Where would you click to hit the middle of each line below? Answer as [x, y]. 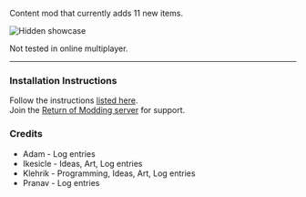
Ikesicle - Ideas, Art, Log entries [82, 163]
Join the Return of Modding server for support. [97, 110]
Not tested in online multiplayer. [69, 48]
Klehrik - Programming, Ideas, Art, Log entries [109, 173]
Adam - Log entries [59, 153]
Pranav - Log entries [61, 182]
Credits [26, 134]
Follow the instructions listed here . [74, 100]
